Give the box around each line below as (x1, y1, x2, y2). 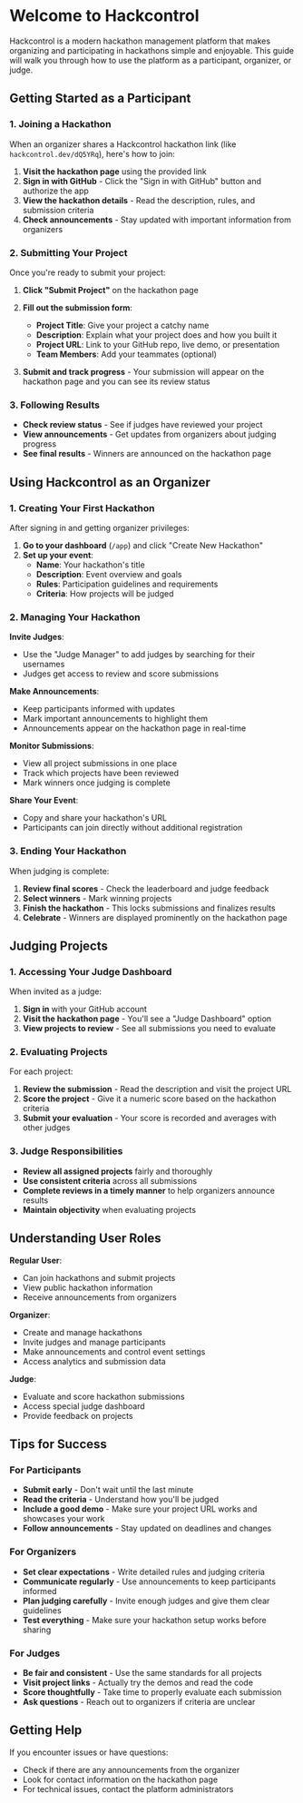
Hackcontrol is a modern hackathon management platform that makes (9, 35, 270, 46)
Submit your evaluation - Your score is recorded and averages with (22, 1113, 277, 1124)
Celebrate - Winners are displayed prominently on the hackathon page (22, 911, 288, 922)
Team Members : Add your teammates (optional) (35, 349, 218, 360)
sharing (22, 1624, 52, 1635)
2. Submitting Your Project (9, 246, 128, 259)
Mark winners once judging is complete (22, 777, 171, 788)
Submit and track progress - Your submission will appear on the (22, 366, 265, 377)
